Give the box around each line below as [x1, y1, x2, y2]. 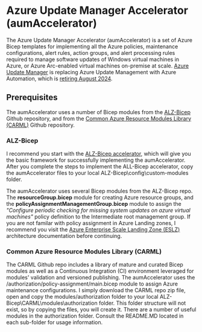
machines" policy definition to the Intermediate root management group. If [6, 213, 191, 220]
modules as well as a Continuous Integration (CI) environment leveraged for [6, 267, 194, 275]
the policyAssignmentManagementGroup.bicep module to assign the [6, 200, 182, 208]
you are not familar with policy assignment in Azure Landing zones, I [6, 220, 176, 227]
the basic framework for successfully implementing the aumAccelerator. [6, 156, 186, 164]
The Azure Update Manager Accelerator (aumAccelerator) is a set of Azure [6, 36, 193, 43]
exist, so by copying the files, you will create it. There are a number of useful [6, 306, 197, 313]
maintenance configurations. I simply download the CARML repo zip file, [6, 287, 186, 294]
